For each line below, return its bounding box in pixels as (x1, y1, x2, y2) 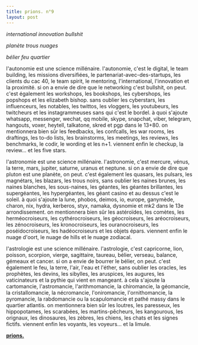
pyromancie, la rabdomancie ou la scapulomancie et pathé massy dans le (6, 295, 185, 302)
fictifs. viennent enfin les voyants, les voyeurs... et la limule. (6, 320, 151, 327)
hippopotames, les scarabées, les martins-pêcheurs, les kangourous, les (6, 308, 183, 315)
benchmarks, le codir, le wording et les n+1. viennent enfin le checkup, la (6, 140, 184, 147)
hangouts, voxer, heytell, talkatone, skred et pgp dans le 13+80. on (6, 121, 168, 128)
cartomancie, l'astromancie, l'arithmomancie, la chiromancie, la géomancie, (6, 282, 190, 290)
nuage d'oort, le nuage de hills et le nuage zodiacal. (6, 233, 132, 240)
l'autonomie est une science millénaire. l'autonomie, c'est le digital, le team (6, 65, 189, 72)
